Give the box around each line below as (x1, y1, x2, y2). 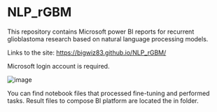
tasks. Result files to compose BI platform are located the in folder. (7, 96, 199, 105)
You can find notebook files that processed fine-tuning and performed (7, 89, 210, 97)
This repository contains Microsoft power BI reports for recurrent (7, 27, 195, 36)
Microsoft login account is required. (7, 62, 110, 70)
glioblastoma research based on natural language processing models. (7, 34, 209, 43)
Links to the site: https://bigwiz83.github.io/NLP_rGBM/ (7, 48, 167, 57)
